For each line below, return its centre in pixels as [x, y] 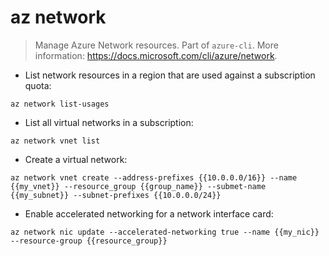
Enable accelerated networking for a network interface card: [149, 213]
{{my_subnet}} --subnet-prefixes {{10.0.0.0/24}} [116, 195]
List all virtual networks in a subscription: [109, 122]
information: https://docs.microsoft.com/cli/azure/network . [156, 55]
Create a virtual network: [76, 159]
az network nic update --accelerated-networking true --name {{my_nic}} [165, 232]
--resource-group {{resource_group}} [89, 241]
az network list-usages [60, 104]
